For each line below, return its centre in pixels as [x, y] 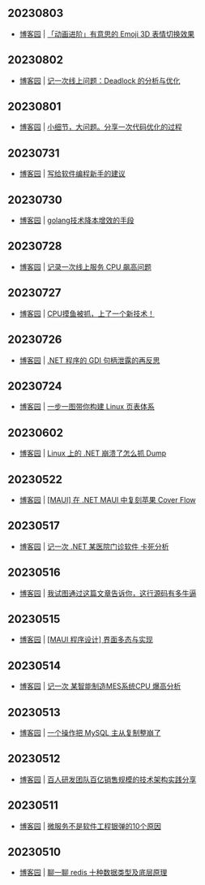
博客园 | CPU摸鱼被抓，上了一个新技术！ [87, 313]
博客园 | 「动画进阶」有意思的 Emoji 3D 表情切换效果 [107, 34]
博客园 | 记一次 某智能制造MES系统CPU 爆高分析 [100, 686]
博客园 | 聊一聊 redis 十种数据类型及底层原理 [93, 873]
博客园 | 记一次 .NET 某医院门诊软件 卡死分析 [94, 546]
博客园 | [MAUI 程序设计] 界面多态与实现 [86, 640]
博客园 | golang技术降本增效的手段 [77, 220]
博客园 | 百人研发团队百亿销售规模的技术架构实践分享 [108, 779]
